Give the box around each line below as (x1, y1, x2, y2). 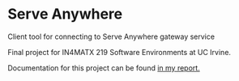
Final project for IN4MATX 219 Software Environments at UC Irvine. (7, 47, 232, 57)
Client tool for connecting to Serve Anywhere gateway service (7, 32, 216, 41)
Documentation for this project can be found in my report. (7, 62, 200, 73)
